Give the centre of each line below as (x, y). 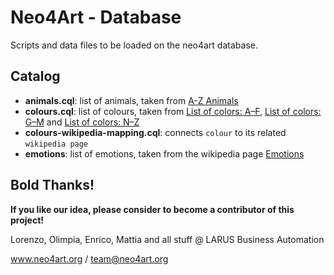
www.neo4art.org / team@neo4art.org (89, 258)
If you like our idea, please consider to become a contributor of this (152, 209)
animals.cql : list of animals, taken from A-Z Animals (131, 100)
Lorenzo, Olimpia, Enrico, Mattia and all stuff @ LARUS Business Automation (167, 239)
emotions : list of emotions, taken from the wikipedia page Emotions (164, 153)
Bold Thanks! (52, 185)
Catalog (35, 76)
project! (27, 220)
